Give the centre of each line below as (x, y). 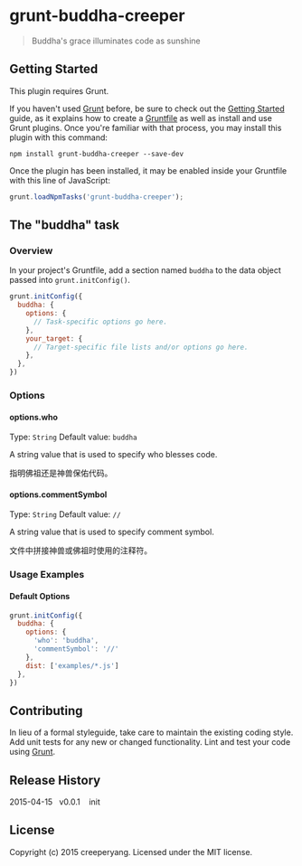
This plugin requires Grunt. (59, 90)
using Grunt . (33, 752)
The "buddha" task (65, 226)
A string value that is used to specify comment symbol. (112, 532)
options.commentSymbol (58, 494)
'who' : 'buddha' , (66, 641)
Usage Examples (47, 575)
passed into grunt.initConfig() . (70, 280)
